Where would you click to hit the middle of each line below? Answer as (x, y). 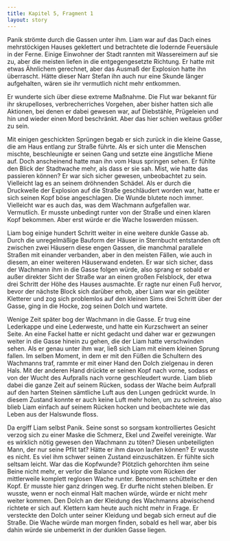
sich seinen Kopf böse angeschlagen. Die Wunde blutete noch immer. (106, 197)
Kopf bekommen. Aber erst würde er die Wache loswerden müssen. (103, 219)
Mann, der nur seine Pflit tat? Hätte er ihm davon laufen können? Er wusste (113, 449)
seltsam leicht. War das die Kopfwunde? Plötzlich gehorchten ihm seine (108, 464)
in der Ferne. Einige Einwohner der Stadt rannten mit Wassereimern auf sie (113, 54)
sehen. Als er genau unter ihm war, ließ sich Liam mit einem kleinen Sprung (113, 349)
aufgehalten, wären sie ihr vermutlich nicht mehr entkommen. (94, 83)
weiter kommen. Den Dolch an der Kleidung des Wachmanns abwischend (111, 500)
